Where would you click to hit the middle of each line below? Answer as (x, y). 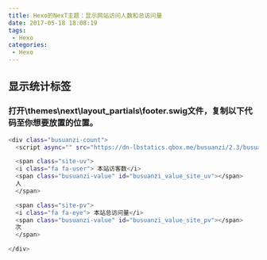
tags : (17, 30)
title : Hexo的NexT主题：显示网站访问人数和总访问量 (85, 15)
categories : (28, 45)
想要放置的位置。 (65, 123)
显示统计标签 (40, 87)
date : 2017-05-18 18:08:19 (53, 23)
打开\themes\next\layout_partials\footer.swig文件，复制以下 (126, 111)
